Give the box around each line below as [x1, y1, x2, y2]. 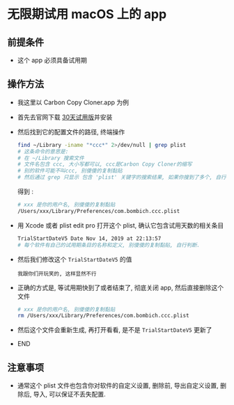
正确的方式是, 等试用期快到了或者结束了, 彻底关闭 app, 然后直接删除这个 [17, 283, 224, 292]
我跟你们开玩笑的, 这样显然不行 [17, 270, 97, 277]
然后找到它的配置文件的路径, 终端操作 [17, 127, 125, 136]
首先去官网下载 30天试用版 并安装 [17, 113, 113, 121]
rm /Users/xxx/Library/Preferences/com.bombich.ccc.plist [17, 312, 189, 319]
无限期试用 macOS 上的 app [7, 6, 167, 22]
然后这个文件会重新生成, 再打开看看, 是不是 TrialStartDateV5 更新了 [17, 326, 212, 334]
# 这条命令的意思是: [17, 148, 69, 155]
